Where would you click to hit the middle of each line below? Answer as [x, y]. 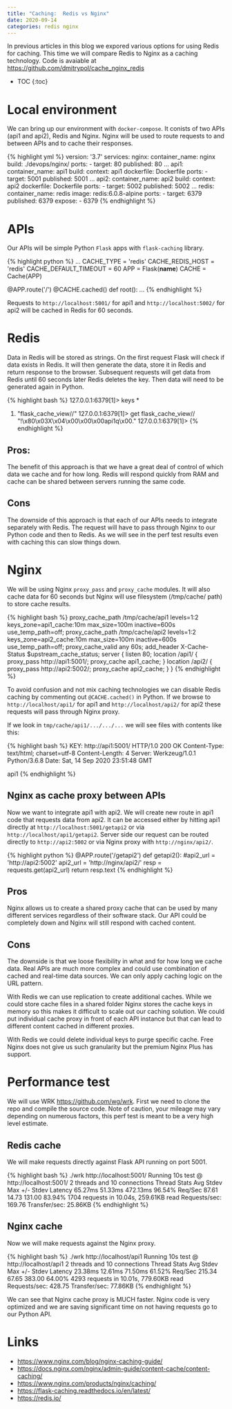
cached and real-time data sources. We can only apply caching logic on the [115, 976]
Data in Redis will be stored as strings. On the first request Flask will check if [116, 358]
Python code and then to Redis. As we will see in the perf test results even [113, 534]
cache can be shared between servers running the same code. [97, 481]
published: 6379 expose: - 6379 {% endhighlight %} [81, 201]
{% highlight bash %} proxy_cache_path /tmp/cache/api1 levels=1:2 [103, 617]
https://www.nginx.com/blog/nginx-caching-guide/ [90, 1361]
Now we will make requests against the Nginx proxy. [81, 1243]
